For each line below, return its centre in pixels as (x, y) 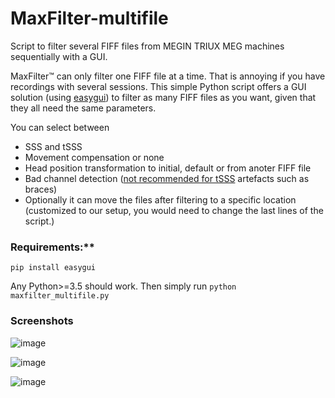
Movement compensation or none (94, 157)
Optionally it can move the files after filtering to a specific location (160, 199)
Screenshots (42, 321)
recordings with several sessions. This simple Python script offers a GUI (158, 86)
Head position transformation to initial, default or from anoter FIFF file (168, 168)
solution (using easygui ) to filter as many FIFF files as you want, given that (163, 97)
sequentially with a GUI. (59, 56)
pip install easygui (53, 268)
